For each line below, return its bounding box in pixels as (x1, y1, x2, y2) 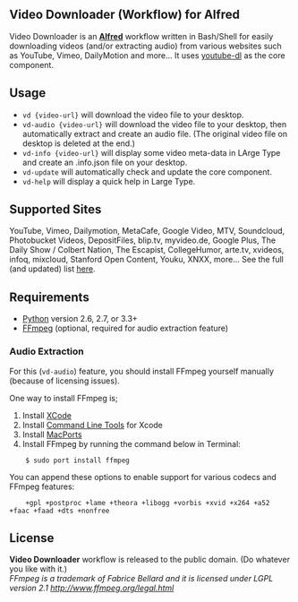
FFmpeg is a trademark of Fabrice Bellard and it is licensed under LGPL (9, 573, 274, 584)
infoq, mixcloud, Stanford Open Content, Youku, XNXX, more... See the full (9, 254, 284, 265)
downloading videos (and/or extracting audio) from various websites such (9, 40, 282, 51)
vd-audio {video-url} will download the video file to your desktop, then (21, 118, 287, 129)
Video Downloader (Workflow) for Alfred (9, 7, 240, 22)
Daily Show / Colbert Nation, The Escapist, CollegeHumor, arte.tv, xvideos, (9, 245, 285, 255)
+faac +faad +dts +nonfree (9, 506, 110, 515)
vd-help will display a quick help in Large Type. (21, 176, 196, 186)
